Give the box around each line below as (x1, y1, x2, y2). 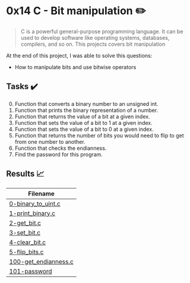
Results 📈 (6, 169, 45, 179)
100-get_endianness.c (9, 257, 74, 266)
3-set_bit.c (9, 228, 40, 237)
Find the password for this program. (14, 150, 103, 158)
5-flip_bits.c (9, 247, 44, 256)
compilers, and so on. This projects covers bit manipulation (20, 40, 166, 48)
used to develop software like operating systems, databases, (20, 34, 170, 41)
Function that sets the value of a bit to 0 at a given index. (14, 125, 154, 133)
